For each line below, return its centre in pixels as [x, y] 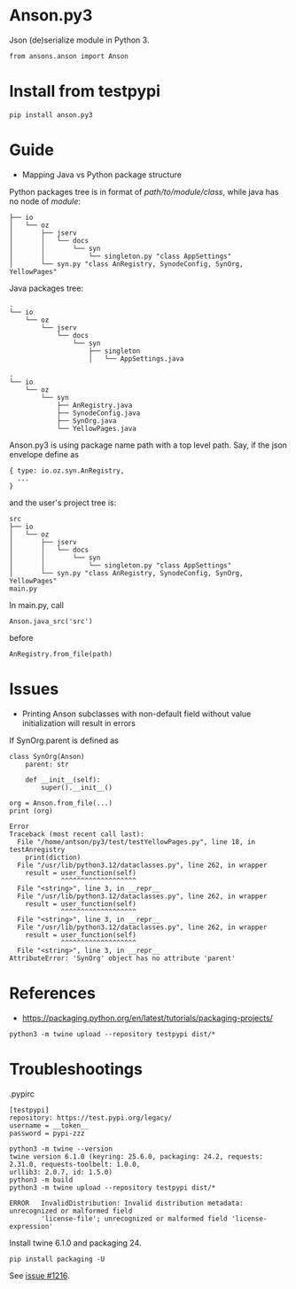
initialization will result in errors [78, 723]
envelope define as [44, 454]
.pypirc [22, 1094]
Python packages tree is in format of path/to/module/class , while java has [144, 191]
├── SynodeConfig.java [98, 413]
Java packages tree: [47, 288]
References [52, 993]
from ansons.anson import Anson [69, 56]
